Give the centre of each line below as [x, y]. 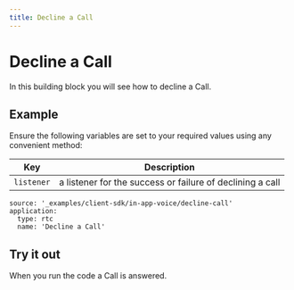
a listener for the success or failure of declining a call [170, 182]
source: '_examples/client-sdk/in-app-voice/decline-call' [121, 203]
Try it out [35, 254]
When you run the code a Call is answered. [88, 276]
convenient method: [46, 145]
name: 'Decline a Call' [61, 227]
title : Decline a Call [51, 17]
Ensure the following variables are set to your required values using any [140, 136]
